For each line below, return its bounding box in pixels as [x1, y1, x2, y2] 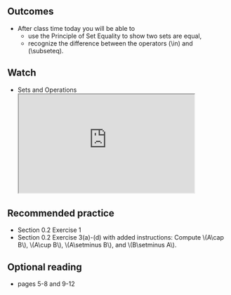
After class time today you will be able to [17, 24, 136, 32]
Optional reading [7, 261, 82, 273]
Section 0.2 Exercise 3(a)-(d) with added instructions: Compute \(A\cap [17, 233, 225, 242]
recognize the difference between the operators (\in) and [27, 39, 193, 48]
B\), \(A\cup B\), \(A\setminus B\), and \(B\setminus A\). [17, 241, 177, 249]
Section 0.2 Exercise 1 [17, 226, 82, 234]
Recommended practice [7, 207, 114, 219]
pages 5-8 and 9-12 [17, 280, 75, 288]
